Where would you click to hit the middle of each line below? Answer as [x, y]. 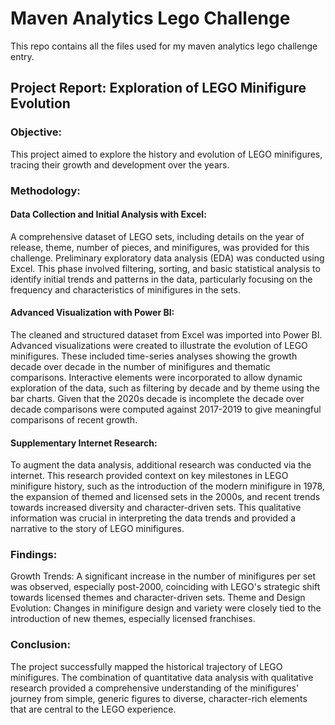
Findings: [34, 555]
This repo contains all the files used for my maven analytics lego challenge [164, 46]
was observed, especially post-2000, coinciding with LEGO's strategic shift [165, 587]
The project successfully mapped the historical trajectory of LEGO [146, 666]
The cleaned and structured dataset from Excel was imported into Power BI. [166, 334]
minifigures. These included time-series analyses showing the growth [154, 356]
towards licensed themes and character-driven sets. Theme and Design [158, 598]
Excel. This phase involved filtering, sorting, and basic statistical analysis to [165, 268]
